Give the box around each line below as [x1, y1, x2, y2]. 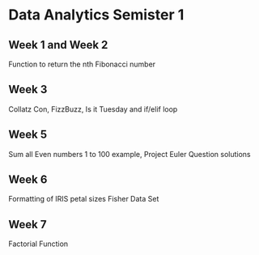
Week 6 [8, 172, 48, 187]
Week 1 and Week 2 [8, 38, 108, 52]
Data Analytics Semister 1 [8, 6, 185, 24]
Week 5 [8, 128, 47, 142]
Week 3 [8, 83, 48, 96]
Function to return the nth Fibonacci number [8, 59, 156, 69]
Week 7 [8, 217, 47, 232]
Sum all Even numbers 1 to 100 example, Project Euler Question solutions [8, 149, 251, 159]
